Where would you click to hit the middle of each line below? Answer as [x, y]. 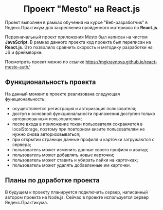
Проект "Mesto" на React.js [82, 9]
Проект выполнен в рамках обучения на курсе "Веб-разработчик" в [76, 22]
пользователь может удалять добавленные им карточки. [72, 165]
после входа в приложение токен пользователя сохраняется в [77, 124]
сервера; [22, 145]
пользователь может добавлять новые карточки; [63, 155]
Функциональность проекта [51, 82]
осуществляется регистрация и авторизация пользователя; [74, 108]
